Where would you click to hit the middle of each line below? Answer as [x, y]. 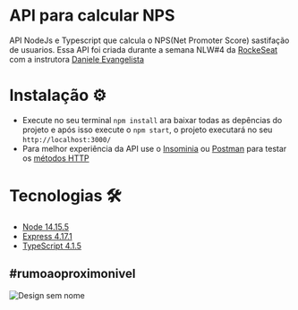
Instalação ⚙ [58, 96]
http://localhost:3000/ [67, 139]
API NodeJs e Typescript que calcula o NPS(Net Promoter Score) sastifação [149, 40]
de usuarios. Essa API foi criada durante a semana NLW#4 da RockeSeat [144, 49]
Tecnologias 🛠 [66, 196]
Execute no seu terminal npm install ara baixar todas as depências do [152, 120]
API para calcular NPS [92, 16]
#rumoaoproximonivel [72, 274]
